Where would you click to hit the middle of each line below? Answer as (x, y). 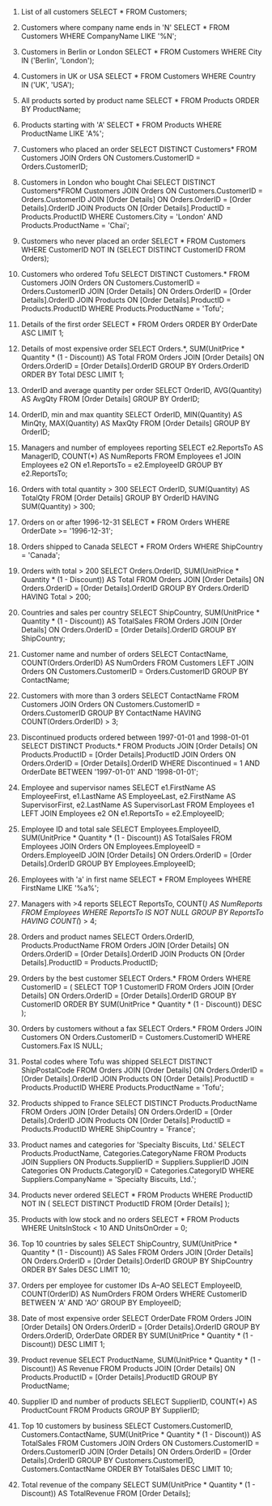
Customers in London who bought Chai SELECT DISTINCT (118, 182)
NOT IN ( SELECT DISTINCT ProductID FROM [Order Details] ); (125, 1204)
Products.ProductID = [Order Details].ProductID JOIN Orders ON (128, 755)
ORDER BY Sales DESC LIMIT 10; (75, 1269)
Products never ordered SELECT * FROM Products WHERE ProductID (137, 1195)
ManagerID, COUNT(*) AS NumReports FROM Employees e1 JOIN (131, 456)
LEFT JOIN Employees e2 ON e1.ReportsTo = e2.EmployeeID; (123, 813)
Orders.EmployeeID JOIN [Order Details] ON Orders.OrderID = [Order (136, 855)
